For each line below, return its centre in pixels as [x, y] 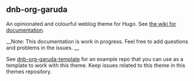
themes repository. [29, 71]
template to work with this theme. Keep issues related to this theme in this [96, 65]
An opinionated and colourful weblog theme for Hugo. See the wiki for [91, 23]
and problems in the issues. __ [43, 48]
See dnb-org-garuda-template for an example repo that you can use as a [95, 59]
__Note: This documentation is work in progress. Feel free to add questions [97, 41]
